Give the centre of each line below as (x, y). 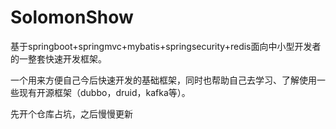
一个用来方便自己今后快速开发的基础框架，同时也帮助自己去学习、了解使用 (163, 80)
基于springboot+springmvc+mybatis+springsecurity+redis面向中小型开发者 (166, 46)
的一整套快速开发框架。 (58, 58)
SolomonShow (72, 17)
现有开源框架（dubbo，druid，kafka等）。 (104, 92)
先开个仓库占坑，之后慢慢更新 (71, 113)
